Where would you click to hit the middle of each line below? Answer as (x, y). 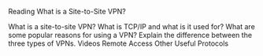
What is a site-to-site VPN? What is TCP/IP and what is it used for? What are (132, 26)
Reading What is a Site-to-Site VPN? (67, 11)
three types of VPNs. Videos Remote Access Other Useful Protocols (119, 43)
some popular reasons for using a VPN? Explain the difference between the (130, 35)
